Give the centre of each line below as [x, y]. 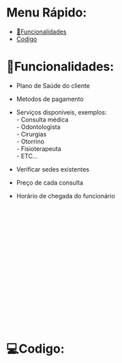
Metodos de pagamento [50, 99]
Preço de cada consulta [49, 183]
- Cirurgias [31, 134]
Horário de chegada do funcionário [65, 196]
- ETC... [27, 156]
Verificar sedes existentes [53, 169]
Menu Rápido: [47, 13]
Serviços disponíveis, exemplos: [61, 112]
